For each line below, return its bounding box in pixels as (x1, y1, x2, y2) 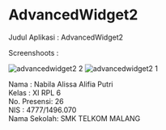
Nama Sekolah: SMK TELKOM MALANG (8, 113, 141, 123)
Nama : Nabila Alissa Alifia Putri (8, 79, 113, 89)
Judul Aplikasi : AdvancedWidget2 (8, 32, 124, 42)
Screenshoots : (8, 48, 59, 57)
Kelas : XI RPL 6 (8, 87, 62, 98)
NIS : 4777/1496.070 (8, 105, 77, 115)
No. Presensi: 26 (8, 96, 64, 106)
